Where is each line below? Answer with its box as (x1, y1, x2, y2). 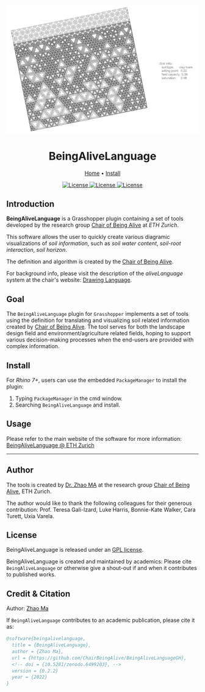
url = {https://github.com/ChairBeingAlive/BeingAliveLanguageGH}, (12, 655, 187, 661)
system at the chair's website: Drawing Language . (6, 276, 132, 284)
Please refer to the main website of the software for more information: (6, 435, 182, 442)
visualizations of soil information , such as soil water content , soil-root (6, 240, 181, 247)
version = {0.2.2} (12, 668, 59, 674)
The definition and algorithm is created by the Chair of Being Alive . (6, 258, 174, 265)
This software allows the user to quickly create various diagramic (6, 234, 170, 241)
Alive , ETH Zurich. (6, 487, 52, 495)
